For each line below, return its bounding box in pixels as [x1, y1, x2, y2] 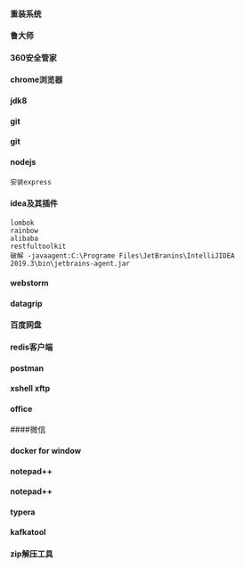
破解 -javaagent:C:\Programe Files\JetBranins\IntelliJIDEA [10, 251, 235, 260]
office [10, 403, 33, 414]
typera [10, 506, 36, 517]
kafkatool [10, 527, 47, 538]
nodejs [10, 156, 37, 167]
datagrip [10, 298, 43, 309]
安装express [10, 178, 52, 187]
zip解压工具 [10, 548, 53, 559]
